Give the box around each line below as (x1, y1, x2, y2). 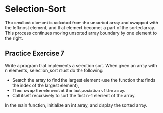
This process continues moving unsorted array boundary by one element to (5, 30, 157, 36)
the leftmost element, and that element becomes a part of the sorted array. (5, 24, 155, 30)
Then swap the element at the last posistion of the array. (12, 87, 126, 93)
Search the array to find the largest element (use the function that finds (12, 77, 156, 83)
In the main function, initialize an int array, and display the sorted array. (5, 102, 148, 108)
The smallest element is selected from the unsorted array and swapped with (5, 20, 159, 25)
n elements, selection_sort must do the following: (5, 68, 104, 73)
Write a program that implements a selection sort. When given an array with (5, 62, 157, 68)
